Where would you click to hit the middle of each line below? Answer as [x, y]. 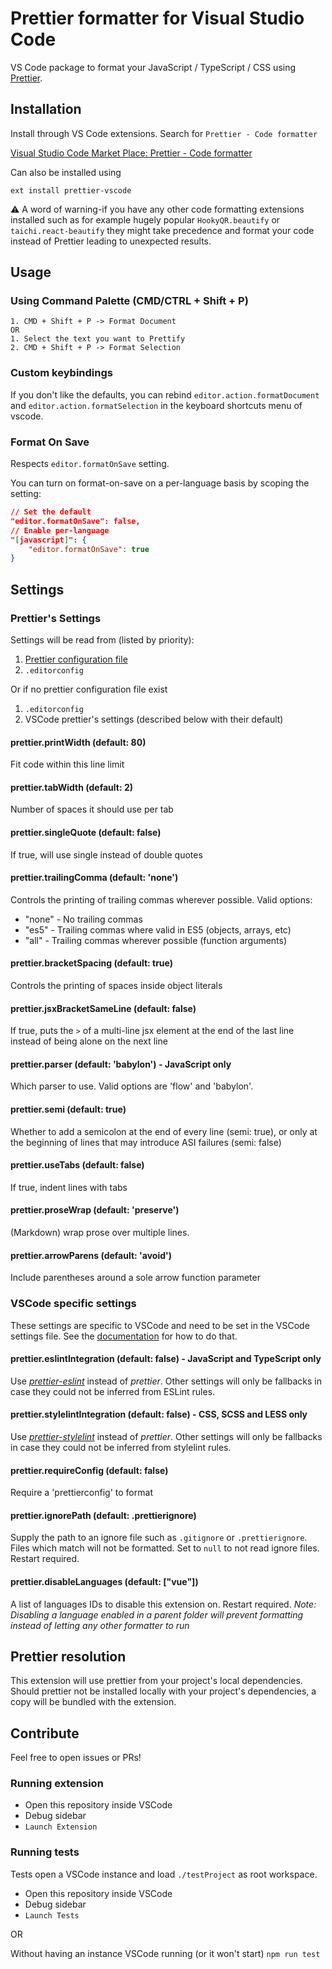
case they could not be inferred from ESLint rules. [113, 1391]
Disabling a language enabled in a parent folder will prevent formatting [157, 1614]
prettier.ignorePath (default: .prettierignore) [103, 1515]
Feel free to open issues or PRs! [76, 1758]
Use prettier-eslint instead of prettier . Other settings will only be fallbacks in [166, 1381]
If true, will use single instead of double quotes [106, 854]
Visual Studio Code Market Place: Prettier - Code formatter [131, 153]
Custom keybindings [61, 373]
